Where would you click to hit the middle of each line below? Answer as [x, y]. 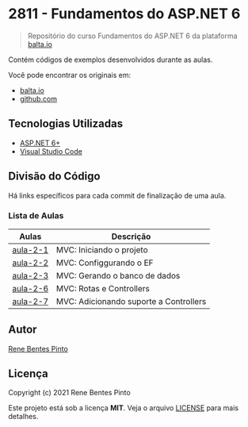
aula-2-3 [31, 275]
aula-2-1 [31, 249]
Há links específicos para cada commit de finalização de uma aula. [117, 195]
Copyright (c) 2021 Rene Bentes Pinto [69, 393]
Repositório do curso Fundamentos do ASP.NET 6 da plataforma [132, 36]
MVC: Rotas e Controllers [103, 288]
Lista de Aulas [36, 216]
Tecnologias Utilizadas [66, 124]
